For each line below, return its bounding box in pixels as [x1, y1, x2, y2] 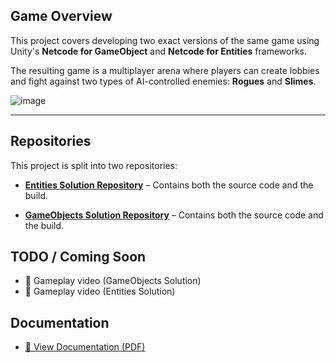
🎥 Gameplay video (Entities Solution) [24, 285, 176, 298]
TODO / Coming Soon [10, 249, 147, 266]
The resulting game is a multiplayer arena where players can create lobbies [10, 64, 320, 76]
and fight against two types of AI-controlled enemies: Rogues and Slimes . [10, 75, 317, 87]
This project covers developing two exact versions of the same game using [10, 34, 320, 46]
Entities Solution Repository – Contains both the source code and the [24, 179, 314, 191]
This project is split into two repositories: [10, 159, 178, 171]
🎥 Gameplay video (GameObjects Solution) [24, 275, 202, 287]
